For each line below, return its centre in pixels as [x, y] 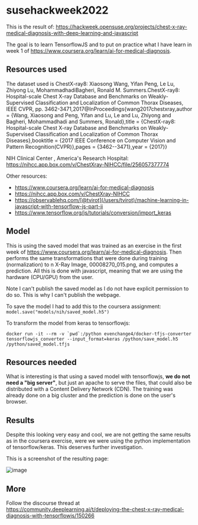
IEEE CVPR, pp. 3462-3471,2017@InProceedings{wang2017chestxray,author [99, 109]
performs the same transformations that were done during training [87, 258]
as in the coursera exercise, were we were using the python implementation [98, 441]
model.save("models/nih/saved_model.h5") [58, 312]
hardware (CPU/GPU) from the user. [50, 277]
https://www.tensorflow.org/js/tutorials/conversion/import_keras [93, 212]
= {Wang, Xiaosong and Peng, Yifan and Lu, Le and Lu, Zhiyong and [89, 115]
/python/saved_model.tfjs [38, 344]
